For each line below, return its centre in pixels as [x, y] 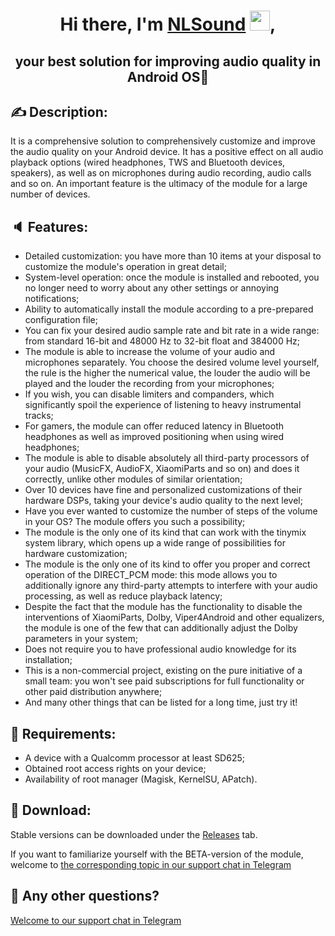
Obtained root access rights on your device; [115, 769]
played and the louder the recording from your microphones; [149, 384]
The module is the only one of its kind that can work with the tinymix [165, 532]
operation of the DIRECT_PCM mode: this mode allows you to [151, 575]
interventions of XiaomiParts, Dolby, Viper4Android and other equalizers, [174, 617]
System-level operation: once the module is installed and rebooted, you [172, 277]
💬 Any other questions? [85, 896]
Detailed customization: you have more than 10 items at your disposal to [173, 256]
